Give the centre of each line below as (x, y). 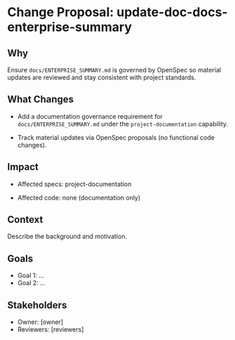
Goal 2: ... (31, 283)
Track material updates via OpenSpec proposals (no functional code (116, 137)
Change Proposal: (61, 12)
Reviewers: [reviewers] (51, 329)
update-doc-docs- (172, 12)
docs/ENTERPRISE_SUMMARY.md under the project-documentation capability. (123, 124)
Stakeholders (37, 305)
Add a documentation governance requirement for (90, 116)
